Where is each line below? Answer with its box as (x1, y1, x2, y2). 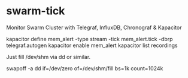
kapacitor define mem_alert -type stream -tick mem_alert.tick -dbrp (6, 35, 173, 42)
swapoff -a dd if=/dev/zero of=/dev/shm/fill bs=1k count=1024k (6, 64, 163, 72)
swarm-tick (6, 4, 65, 18)
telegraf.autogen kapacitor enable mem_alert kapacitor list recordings (6, 42, 178, 49)
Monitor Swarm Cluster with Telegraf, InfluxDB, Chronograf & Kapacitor (6, 24, 182, 31)
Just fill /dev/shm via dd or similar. (6, 53, 91, 60)
